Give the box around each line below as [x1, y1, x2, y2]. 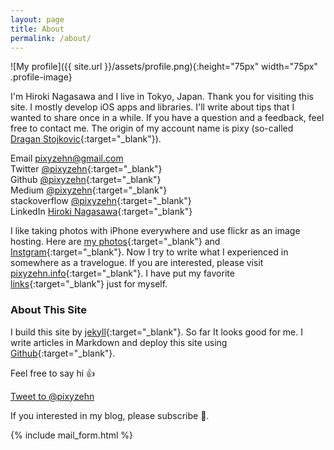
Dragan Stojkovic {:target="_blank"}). [10, 133, 162, 145]
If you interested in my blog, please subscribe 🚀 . [10, 409, 210, 421]
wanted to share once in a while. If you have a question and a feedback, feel [10, 112, 325, 124]
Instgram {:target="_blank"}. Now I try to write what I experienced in [10, 246, 289, 258]
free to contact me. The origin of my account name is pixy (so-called [10, 122, 294, 135]
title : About [10, 24, 65, 34]
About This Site [10, 303, 87, 317]
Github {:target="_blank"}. [10, 347, 116, 359]
